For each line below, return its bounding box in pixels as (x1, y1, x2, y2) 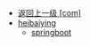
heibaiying (17, 18, 56, 28)
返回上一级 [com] (17, 8, 82, 18)
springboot (30, 27, 72, 37)
